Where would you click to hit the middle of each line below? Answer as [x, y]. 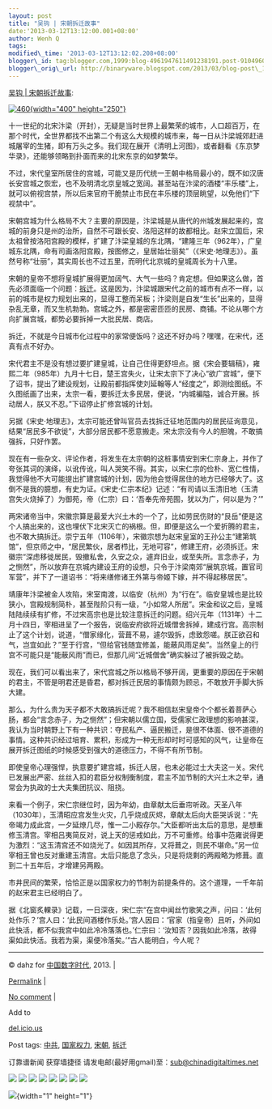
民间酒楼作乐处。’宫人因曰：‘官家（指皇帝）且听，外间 [164, 920]
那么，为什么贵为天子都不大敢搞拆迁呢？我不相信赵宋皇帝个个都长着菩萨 [129, 709]
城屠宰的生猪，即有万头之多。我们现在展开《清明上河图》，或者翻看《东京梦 [134, 146]
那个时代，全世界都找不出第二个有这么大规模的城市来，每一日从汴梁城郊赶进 [136, 135]
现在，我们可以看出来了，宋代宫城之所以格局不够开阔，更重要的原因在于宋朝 [136, 672]
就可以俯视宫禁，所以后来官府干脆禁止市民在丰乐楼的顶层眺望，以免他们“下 [134, 193]
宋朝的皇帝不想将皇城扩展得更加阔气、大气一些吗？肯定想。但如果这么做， [132, 278]
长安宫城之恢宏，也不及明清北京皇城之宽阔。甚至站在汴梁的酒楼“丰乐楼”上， [136, 183]
